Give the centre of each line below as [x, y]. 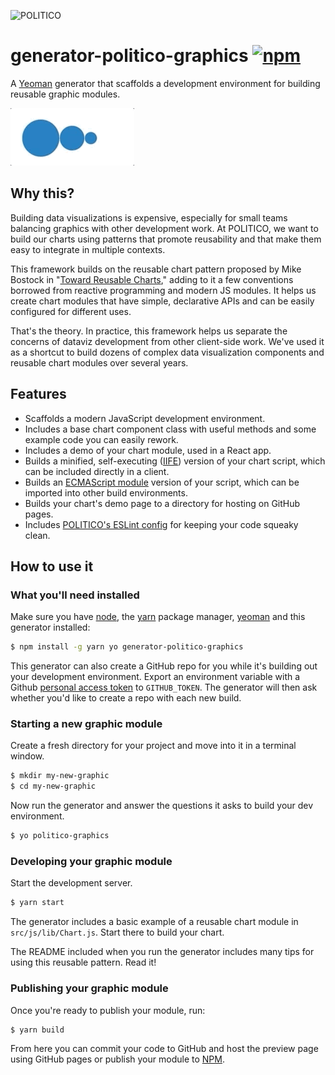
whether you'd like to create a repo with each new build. [126, 698]
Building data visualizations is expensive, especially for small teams [149, 217]
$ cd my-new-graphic [53, 786]
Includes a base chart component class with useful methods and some [170, 429]
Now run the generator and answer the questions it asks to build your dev [162, 806]
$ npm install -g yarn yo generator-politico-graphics [127, 647]
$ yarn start [37, 903]
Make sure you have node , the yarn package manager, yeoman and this [158, 617]
